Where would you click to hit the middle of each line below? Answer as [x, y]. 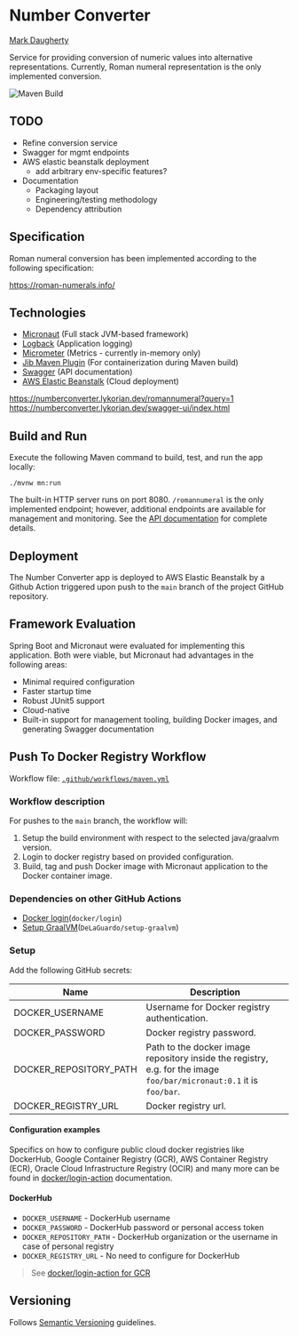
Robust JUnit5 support [63, 700]
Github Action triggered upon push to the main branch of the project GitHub [146, 587]
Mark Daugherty [39, 40]
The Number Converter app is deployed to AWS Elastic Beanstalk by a [137, 577]
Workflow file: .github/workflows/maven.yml [90, 778]
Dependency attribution [78, 209]
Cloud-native [46, 710]
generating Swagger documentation [88, 729]
